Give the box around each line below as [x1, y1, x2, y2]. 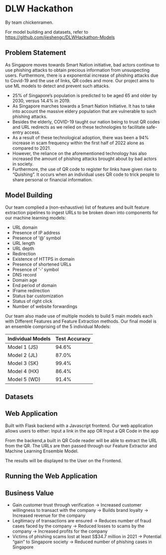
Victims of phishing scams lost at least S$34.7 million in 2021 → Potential [12, 533, 162, 539]
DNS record [12, 272, 37, 277]
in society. [12, 161, 34, 166]
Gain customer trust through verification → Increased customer [12, 501, 142, 508]
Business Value [5, 489, 54, 497]
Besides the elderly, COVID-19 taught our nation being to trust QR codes [12, 118, 160, 124]
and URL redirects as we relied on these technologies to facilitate [12, 124, 145, 130]
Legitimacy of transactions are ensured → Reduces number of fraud [12, 517, 152, 523]
